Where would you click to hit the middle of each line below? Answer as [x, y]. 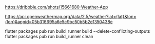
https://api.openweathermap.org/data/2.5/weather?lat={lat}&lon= [71, 16]
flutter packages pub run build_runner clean [49, 36]
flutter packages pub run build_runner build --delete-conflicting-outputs [77, 31]
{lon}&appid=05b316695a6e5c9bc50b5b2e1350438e [59, 22]
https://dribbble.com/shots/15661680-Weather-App [57, 7]
